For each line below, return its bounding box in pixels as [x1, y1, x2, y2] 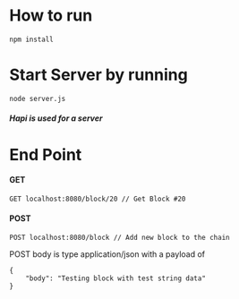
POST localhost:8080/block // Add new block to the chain [9, 234, 230, 243]
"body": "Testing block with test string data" [25, 274, 206, 283]
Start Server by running [9, 64, 188, 85]
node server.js [9, 94, 66, 103]
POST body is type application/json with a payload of [9, 249, 206, 260]
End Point [9, 144, 82, 165]
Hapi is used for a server [9, 113, 103, 124]
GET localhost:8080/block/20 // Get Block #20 [9, 194, 186, 203]
